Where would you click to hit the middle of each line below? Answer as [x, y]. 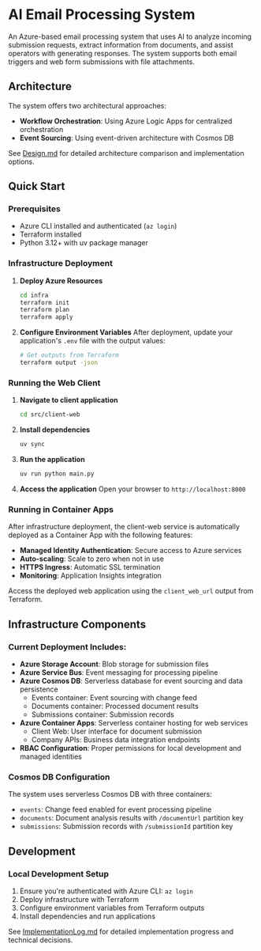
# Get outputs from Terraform [69, 355]
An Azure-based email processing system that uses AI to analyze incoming [130, 36]
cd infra [34, 295]
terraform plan [45, 310]
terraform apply [46, 317]
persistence [39, 689]
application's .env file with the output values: [92, 341]
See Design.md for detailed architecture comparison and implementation [126, 153]
